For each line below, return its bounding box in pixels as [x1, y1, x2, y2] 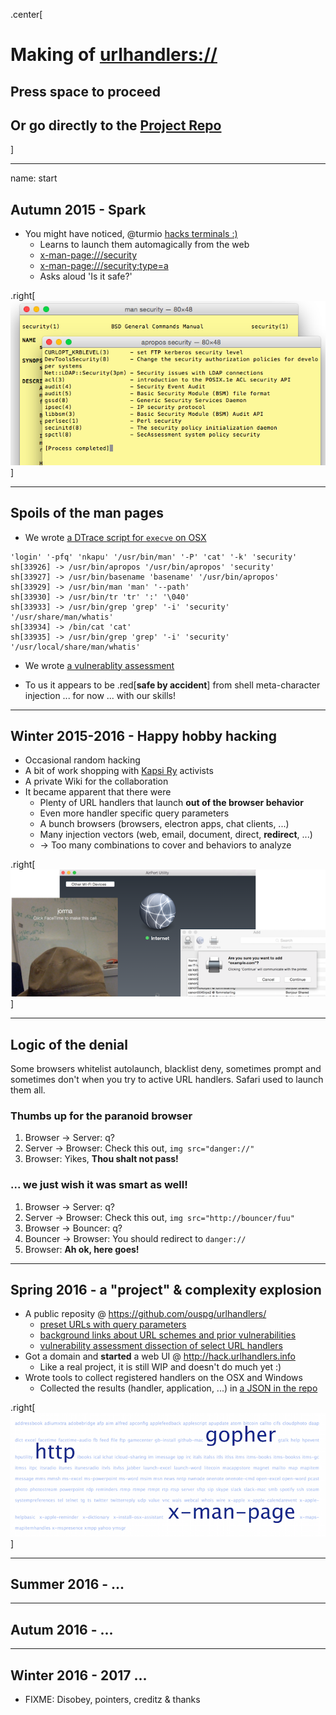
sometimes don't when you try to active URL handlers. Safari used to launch [10, 1074, 324, 1086]
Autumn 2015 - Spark [10, 201, 147, 218]
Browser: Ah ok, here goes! [24, 1243, 140, 1255]
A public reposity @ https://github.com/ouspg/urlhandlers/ [24, 1308, 267, 1320]
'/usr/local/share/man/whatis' [10, 642, 141, 652]
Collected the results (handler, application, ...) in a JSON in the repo [39, 1382, 318, 1394]
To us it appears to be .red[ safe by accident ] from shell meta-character [24, 679, 321, 691]
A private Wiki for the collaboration [24, 775, 169, 788]
